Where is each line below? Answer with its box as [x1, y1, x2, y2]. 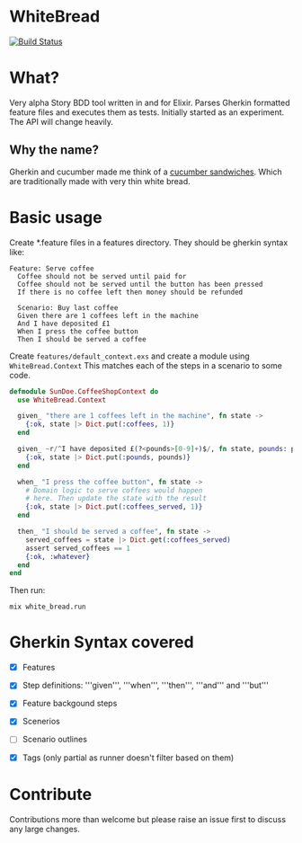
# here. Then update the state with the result [25, 494, 207, 503]
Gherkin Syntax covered [9, 632, 195, 652]
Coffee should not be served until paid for [17, 271, 187, 280]
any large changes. [9, 823, 81, 834]
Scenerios [22, 716, 60, 727]
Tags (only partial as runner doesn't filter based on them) [22, 752, 235, 763]
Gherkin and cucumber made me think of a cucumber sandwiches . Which [9, 166, 282, 177]
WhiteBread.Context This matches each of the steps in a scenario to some [9, 359, 283, 370]
